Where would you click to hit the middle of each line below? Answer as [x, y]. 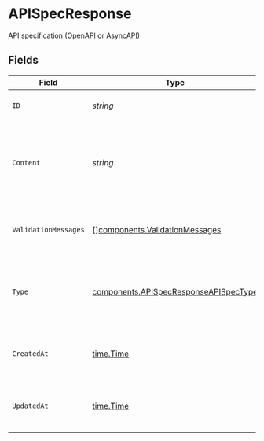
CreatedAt [30, 354]
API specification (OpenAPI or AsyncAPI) [74, 35]
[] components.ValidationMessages [157, 229]
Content [26, 163]
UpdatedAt [30, 406]
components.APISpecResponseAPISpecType [175, 291]
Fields [24, 60]
